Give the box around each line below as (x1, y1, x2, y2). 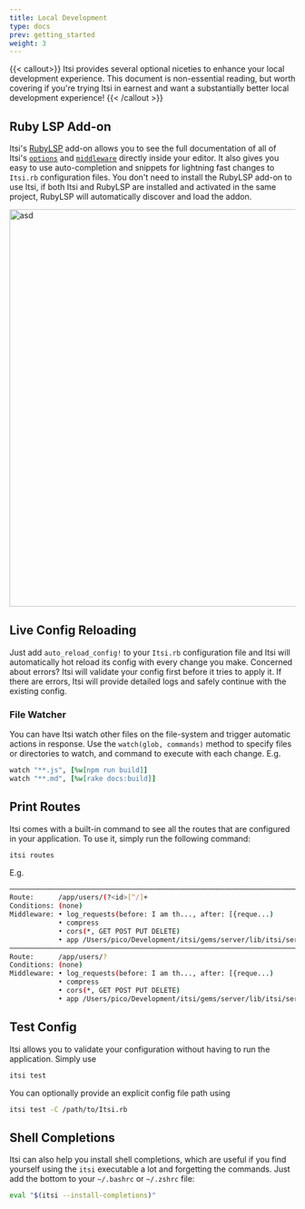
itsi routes (9, 850, 54, 859)
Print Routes (9, 799, 81, 815)
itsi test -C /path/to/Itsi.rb (9, 1105, 128, 1114)
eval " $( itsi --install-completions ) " (9, 1191, 156, 1200)
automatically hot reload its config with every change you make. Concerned (9, 656, 293, 668)
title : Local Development (9, 13, 107, 23)
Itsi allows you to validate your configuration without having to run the (9, 1044, 271, 1055)
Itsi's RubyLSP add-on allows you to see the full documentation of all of (9, 143, 277, 154)
